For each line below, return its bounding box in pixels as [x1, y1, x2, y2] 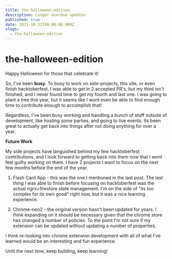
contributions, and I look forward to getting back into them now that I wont [5, 153, 163, 160]
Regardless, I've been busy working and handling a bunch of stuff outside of [5, 112, 167, 118]
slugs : [5, 27, 20, 32]
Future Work [5, 138, 32, 144]
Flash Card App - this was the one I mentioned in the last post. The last [12, 174, 163, 181]
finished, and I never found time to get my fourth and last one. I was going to [5, 91, 167, 97]
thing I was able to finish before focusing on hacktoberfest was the [12, 180, 155, 186]
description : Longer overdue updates [5, 12, 86, 17]
